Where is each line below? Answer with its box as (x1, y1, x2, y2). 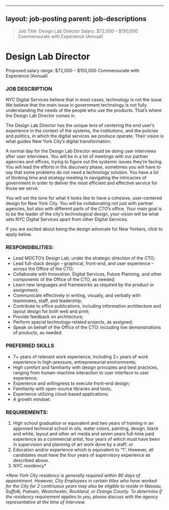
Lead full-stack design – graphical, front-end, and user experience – (13, 261, 154, 267)
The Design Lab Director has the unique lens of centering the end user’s (6, 122, 155, 128)
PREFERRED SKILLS (6, 342, 55, 349)
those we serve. (6, 185, 39, 191)
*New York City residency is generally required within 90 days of (6, 472, 140, 478)
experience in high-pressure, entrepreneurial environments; (13, 359, 137, 365)
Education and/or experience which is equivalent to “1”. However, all (13, 446, 153, 452)
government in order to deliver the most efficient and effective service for (6, 180, 157, 186)
